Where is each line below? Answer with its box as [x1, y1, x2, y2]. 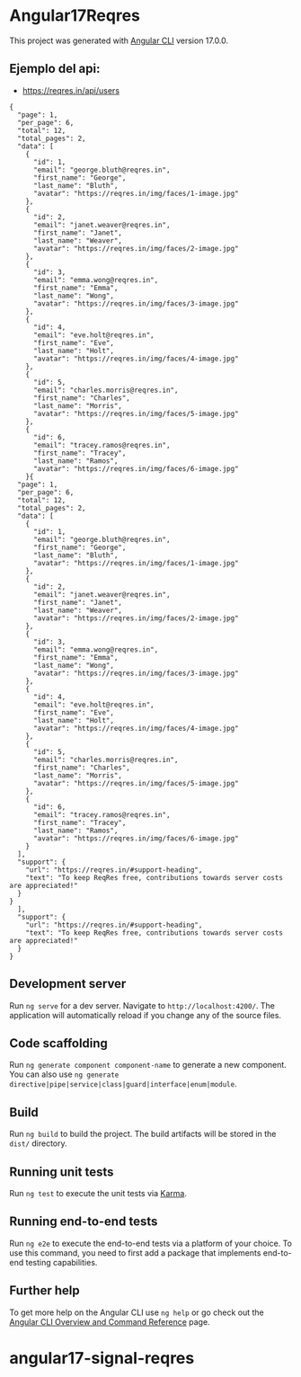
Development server [9, 976, 127, 991]
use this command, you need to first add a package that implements [9, 1247, 261, 1258]
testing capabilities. [25, 1257, 98, 1267]
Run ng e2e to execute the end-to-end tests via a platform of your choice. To [9, 1238, 293, 1248]
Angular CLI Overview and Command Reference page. [9, 1316, 210, 1327]
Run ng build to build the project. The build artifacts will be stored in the [9, 1129, 277, 1140]
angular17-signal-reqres [9, 1347, 195, 1368]
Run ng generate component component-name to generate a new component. [9, 1060, 288, 1071]
